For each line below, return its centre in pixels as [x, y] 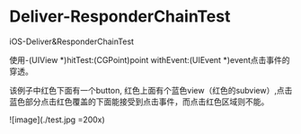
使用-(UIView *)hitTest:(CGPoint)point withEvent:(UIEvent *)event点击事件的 [150, 59]
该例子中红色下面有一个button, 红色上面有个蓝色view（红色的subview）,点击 [151, 90]
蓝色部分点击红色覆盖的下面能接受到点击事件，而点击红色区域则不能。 [139, 102]
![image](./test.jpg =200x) [57, 120]
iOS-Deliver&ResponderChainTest [72, 41]
